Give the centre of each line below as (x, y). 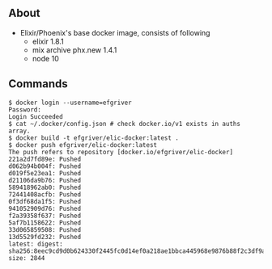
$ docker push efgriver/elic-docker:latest (83, 145)
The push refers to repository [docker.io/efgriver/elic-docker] (121, 152)
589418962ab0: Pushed (45, 187)
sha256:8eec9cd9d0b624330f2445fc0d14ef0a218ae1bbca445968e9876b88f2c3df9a (137, 251)
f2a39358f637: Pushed (45, 216)
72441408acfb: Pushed (45, 194)
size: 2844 (27, 258)
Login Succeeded (36, 116)
